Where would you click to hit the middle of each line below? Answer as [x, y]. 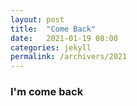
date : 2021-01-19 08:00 [64, 38]
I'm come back [47, 92]
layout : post [37, 19]
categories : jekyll [51, 47]
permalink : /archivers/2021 [69, 57]
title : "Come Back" [53, 29]
